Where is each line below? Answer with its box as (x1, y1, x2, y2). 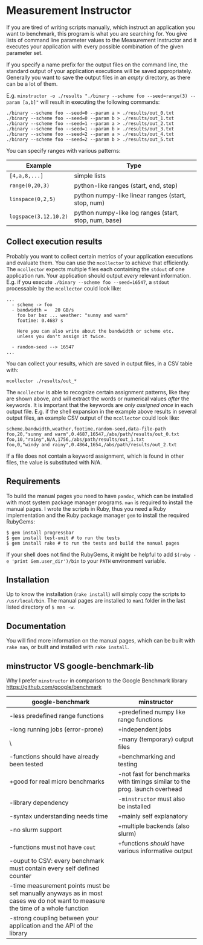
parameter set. (6, 49, 43, 56)
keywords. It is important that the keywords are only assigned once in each (6, 401, 193, 408)
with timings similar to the (117, 777, 191, 786)
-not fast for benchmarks (117, 770, 190, 778)
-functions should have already (9, 752, 99, 761)
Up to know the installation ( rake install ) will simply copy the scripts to (6, 591, 186, 598)
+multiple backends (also (117, 822, 190, 830)
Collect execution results (6, 237, 103, 247)
